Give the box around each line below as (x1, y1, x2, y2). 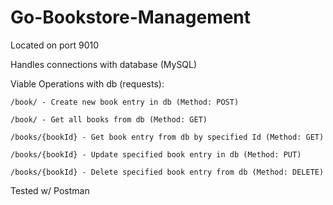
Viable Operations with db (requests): (10, 77, 165, 90)
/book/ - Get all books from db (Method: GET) (10, 114, 208, 125)
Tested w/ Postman (10, 184, 90, 196)
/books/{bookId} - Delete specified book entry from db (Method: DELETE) (10, 167, 325, 177)
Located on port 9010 (10, 39, 100, 51)
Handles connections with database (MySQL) (10, 58, 198, 70)
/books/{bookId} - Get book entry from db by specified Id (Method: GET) (10, 132, 325, 142)
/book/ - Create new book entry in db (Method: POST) (10, 97, 240, 107)
